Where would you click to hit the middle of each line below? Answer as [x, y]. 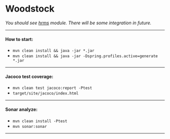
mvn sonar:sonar [30, 126]
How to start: [19, 39]
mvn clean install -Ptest [40, 121]
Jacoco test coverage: [29, 76]
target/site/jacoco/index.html [46, 94]
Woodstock [30, 9]
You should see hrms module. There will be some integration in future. [78, 23]
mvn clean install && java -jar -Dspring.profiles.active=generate [85, 56]
